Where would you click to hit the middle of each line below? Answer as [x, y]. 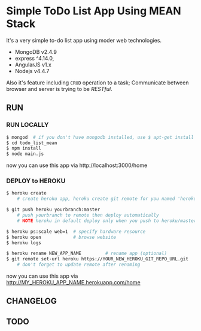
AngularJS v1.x [33, 65]
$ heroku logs [24, 243]
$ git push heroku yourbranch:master [53, 210]
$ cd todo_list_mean [32, 143]
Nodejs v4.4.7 [32, 71]
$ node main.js [25, 154]
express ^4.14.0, [34, 58]
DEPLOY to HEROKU [36, 181]
